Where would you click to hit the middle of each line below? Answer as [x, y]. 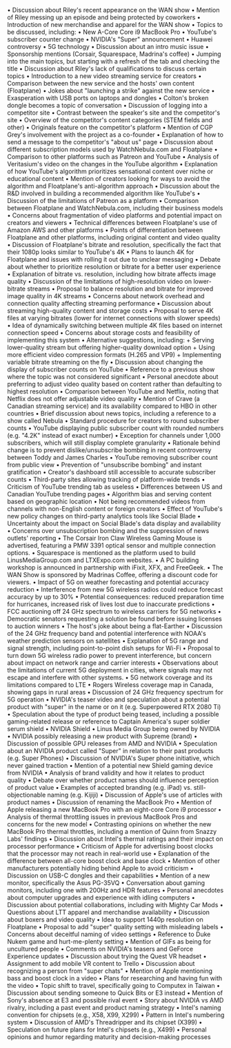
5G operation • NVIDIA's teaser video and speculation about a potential [108, 699]
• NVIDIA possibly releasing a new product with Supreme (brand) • [102, 736]
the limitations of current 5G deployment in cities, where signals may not [110, 670]
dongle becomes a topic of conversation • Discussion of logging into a [108, 105]
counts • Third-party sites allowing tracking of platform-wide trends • [106, 479]
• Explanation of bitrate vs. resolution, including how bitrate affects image [112, 274]
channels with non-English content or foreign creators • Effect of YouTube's [115, 509]
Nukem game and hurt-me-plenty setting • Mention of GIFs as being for [109, 941]
